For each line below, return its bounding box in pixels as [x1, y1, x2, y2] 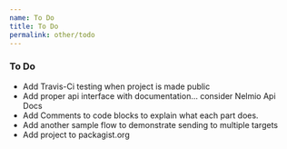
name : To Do [9, 13, 54, 23]
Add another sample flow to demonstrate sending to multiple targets [22, 119, 279, 130]
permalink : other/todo [9, 30, 95, 39]
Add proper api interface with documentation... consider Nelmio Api [22, 90, 276, 101]
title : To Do [9, 22, 59, 31]
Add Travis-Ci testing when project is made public [22, 81, 211, 92]
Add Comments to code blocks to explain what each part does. [22, 110, 259, 121]
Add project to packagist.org [22, 129, 130, 140]
